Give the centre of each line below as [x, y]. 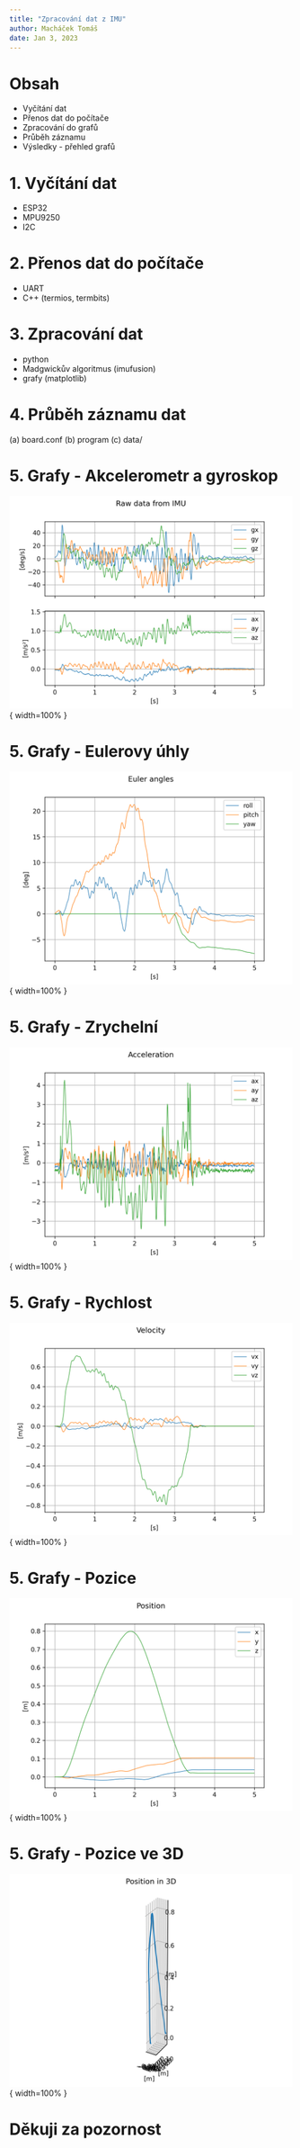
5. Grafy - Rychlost [81, 1303]
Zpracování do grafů [60, 128]
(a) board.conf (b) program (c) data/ [76, 440]
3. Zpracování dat [76, 334]
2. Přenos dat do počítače [107, 263]
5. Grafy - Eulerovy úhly [100, 752]
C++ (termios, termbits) [66, 298]
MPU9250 [41, 218]
